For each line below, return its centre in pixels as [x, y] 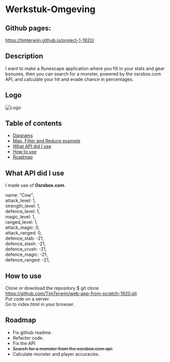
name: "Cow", [20, 195]
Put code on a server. [28, 299]
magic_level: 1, [21, 217]
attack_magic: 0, [23, 227]
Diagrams [23, 136]
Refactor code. [28, 338]
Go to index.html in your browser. [40, 304]
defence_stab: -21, [25, 238]
